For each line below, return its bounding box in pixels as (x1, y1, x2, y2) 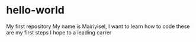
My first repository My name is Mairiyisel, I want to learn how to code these (6, 23, 191, 30)
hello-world (6, 3, 65, 17)
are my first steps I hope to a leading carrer (6, 29, 112, 36)
